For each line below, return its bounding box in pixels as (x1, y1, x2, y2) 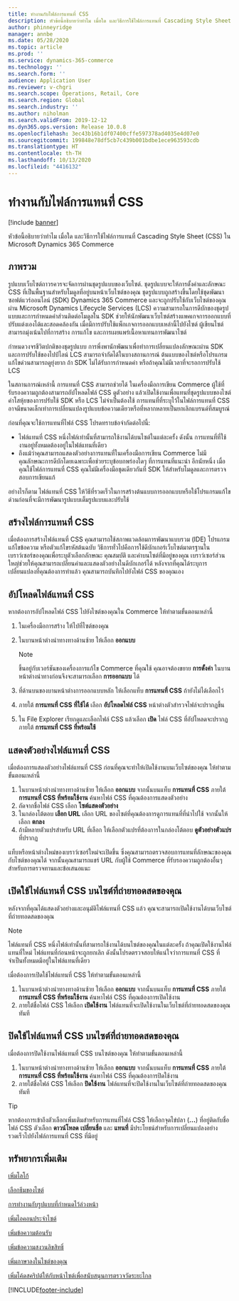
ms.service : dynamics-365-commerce (8, 57, 114, 64)
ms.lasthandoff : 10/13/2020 (8, 156, 92, 164)
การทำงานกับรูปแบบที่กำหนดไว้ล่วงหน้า (8, 1200, 99, 1209)
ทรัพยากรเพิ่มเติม (8, 1152, 67, 1165)
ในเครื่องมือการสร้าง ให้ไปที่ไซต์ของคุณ (18, 622, 110, 631)
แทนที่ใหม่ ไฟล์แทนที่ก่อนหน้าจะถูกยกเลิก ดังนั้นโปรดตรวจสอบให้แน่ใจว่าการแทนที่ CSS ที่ (8, 948, 221, 957)
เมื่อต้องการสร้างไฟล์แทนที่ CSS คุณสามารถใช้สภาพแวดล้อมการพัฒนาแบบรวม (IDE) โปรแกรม (8, 535, 230, 543)
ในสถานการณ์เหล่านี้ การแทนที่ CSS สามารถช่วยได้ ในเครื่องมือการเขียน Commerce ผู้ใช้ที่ (8, 380, 225, 388)
